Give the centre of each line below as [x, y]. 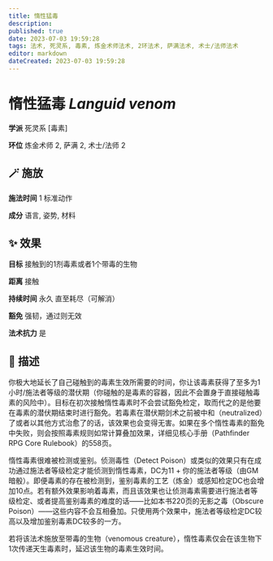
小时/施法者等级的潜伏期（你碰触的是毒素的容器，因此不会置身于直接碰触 [131, 393]
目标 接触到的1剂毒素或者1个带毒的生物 [73, 264]
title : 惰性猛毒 [33, 16]
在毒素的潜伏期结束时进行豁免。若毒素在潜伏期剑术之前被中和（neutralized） [136, 413]
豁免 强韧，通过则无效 [45, 316]
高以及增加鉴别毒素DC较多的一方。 [67, 521]
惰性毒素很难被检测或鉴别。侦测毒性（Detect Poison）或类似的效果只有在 [132, 460]
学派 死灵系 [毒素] [38, 127]
